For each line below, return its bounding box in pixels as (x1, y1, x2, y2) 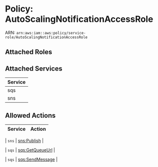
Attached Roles (5, 48, 52, 56)
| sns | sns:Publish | (5, 137, 44, 143)
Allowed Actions (5, 111, 56, 120)
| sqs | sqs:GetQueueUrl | (5, 147, 55, 153)
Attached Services (5, 64, 63, 73)
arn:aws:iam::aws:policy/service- (16, 30, 86, 35)
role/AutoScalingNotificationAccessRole (5, 35, 88, 40)
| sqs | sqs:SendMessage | (5, 156, 58, 162)
